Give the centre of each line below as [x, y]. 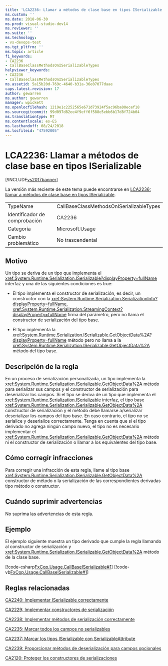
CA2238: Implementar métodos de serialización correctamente [70, 620]
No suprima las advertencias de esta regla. [49, 514]
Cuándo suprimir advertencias [54, 502]
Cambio [17, 237]
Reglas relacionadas [37, 588]
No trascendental [77, 240]
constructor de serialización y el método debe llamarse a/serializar [74, 410]
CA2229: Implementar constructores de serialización [59, 610]
